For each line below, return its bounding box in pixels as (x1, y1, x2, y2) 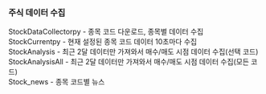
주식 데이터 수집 (8, 6, 66, 18)
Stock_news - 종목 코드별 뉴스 (8, 77, 105, 87)
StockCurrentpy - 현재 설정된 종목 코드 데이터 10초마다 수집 (8, 37, 198, 47)
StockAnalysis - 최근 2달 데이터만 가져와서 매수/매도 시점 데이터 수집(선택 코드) (8, 47, 259, 57)
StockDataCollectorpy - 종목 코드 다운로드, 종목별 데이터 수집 (8, 27, 204, 37)
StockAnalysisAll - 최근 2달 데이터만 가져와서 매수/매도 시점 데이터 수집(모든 (8, 57, 249, 67)
